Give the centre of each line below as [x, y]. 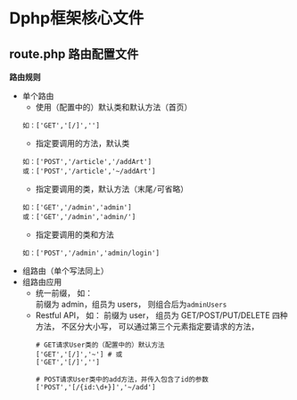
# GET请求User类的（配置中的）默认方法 [100, 345]
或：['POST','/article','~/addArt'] [89, 171]
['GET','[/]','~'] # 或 [79, 355]
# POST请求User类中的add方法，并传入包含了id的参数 [122, 380]
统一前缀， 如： [64, 293]
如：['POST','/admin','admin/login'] [91, 253]
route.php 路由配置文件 [74, 54]
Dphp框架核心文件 [77, 18]
